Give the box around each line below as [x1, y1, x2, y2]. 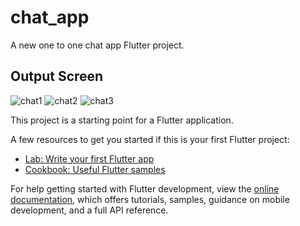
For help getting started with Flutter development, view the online [10, 182, 280, 195]
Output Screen [10, 68, 104, 85]
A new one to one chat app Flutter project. [10, 39, 185, 51]
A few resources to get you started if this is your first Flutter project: [10, 133, 290, 145]
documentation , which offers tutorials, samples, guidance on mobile [10, 193, 290, 205]
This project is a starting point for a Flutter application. [10, 114, 234, 126]
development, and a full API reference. [10, 204, 169, 216]
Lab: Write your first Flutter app [24, 152, 155, 165]
